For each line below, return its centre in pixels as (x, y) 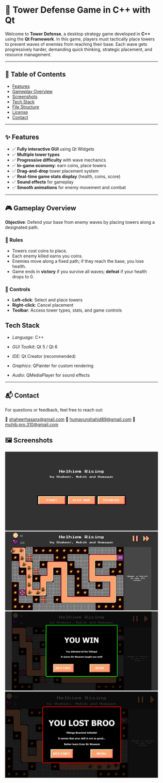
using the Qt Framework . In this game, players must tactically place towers (80, 39)
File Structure (26, 107)
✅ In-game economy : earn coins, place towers (59, 165)
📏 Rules (14, 240)
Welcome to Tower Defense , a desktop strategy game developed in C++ (78, 34)
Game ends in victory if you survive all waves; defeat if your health (79, 271)
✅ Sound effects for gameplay (43, 182)
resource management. (28, 54)
